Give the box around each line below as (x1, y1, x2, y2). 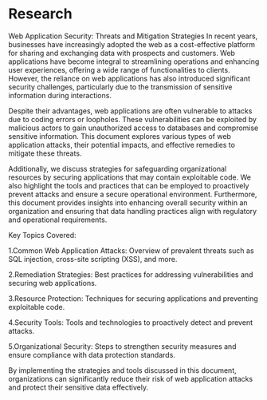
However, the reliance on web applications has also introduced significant (8, 73, 251, 83)
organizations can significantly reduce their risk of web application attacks (8, 374, 253, 383)
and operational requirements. (8, 215, 108, 224)
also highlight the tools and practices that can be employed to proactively (8, 180, 249, 190)
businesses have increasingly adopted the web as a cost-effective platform (8, 39, 255, 49)
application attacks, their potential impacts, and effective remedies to (8, 140, 235, 149)
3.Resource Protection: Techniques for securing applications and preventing (8, 293, 259, 303)
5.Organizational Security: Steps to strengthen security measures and (8, 341, 237, 351)
